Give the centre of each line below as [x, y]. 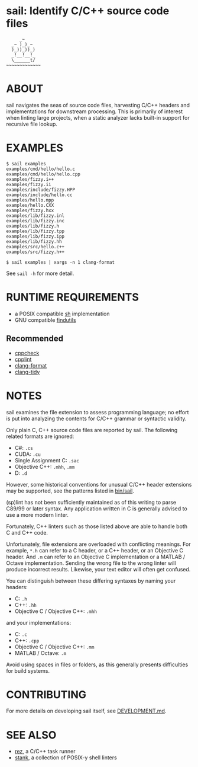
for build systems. [28, 670]
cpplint [23, 359]
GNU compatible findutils [45, 320]
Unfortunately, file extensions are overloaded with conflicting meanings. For [98, 544]
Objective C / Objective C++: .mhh [56, 611]
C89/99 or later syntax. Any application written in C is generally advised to [97, 509]
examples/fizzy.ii [29, 184]
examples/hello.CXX [30, 205]
